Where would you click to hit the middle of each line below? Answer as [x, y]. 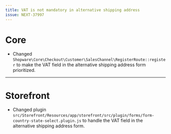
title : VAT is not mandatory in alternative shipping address [73, 10]
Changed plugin [30, 110]
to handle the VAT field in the [113, 121]
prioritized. [24, 70]
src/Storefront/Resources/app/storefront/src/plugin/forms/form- [83, 116]
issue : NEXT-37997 [25, 15]
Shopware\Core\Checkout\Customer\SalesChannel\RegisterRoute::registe [89, 60]
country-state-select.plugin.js [47, 121]
